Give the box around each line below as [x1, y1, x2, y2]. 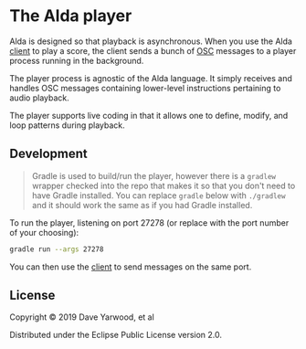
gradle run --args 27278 [9, 244, 104, 254]
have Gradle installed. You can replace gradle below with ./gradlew [31, 189, 286, 201]
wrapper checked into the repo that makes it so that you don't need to [31, 180, 296, 191]
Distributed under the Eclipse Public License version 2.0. [9, 330, 222, 341]
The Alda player [9, 5, 132, 26]
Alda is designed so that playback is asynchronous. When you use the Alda [9, 36, 292, 47]
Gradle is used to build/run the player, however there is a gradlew [31, 170, 277, 181]
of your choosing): [9, 227, 79, 238]
